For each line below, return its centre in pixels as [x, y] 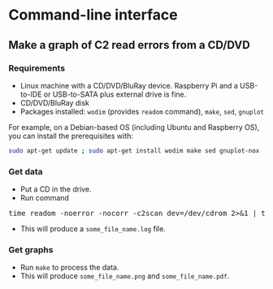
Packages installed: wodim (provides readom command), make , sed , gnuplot [142, 111]
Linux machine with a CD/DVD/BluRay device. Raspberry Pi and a [129, 85]
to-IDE [31, 94]
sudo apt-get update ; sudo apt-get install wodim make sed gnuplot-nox [134, 151]
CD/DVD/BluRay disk [54, 102]
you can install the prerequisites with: [71, 136]
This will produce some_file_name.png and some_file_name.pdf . [125, 276]
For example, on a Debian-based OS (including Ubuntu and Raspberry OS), [134, 127]
